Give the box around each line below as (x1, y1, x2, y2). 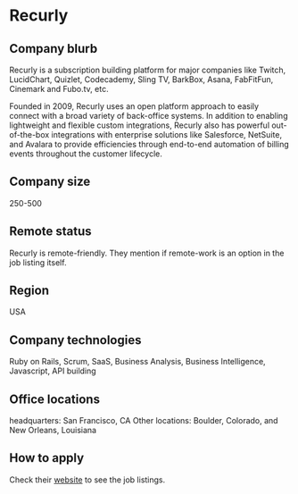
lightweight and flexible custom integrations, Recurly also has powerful (9, 120, 270, 130)
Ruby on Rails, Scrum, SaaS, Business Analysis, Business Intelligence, (9, 356, 266, 367)
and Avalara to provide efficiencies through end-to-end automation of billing (9, 139, 290, 149)
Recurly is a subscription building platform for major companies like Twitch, (9, 64, 286, 75)
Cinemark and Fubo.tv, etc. (9, 84, 109, 94)
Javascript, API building (9, 365, 96, 376)
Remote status (9, 224, 92, 239)
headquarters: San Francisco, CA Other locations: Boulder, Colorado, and (9, 415, 278, 426)
